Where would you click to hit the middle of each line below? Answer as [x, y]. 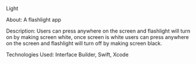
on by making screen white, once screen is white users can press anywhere [97, 37]
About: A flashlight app [34, 19]
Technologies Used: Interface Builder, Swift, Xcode [67, 54]
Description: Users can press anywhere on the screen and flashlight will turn [98, 31]
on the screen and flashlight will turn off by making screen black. [84, 43]
